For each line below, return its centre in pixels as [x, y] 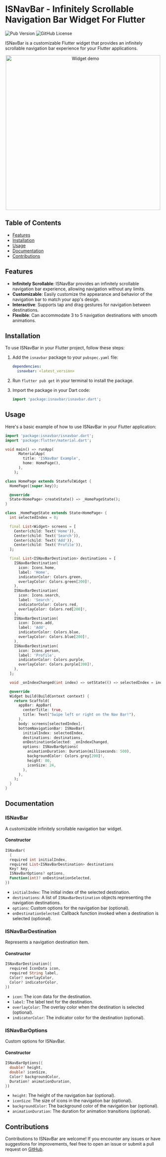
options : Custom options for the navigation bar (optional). [71, 908]
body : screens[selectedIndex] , [50, 724]
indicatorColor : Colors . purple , [51, 660]
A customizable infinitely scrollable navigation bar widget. [64, 828]
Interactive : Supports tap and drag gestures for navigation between [81, 304]
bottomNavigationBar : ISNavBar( [51, 728]
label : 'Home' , [34, 572]
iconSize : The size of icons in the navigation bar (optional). [72, 1101]
